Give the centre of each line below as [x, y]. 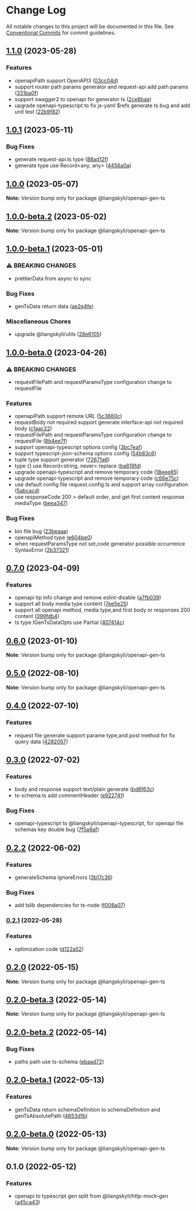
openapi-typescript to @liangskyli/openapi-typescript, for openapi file [99, 824]
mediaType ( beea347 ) [41, 503]
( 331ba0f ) [26, 93]
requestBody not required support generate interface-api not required [99, 423]
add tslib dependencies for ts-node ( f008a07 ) [70, 905]
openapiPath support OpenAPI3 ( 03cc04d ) [66, 80]
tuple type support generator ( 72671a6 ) [62, 459]
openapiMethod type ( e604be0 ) [53, 537]
